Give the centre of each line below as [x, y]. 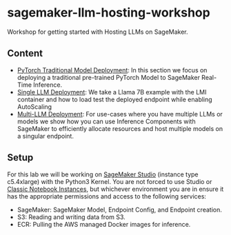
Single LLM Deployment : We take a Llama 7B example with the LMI [112, 92]
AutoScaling [34, 106]
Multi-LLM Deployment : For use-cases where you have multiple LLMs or [120, 114]
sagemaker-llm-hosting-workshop [109, 13]
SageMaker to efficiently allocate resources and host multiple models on [120, 128]
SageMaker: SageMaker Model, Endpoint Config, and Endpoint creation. [119, 210]
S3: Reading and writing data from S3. [71, 217]
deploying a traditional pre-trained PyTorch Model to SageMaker [108, 77]
